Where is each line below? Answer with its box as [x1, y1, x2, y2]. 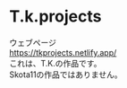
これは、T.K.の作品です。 [9, 57, 102, 68]
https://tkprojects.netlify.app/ [9, 47, 117, 57]
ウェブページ [9, 37, 56, 48]
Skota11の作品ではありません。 [9, 69, 123, 80]
